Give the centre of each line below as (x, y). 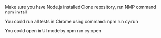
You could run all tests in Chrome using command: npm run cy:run (71, 21)
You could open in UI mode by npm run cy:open (53, 31)
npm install (16, 12)
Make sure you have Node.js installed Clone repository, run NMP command (80, 7)
